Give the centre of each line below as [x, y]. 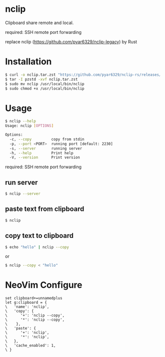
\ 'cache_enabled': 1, [30, 346]
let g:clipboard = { [26, 303]
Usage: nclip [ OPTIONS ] [29, 126]
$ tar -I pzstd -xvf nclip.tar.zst [41, 79]
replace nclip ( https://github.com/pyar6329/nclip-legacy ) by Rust [71, 42]
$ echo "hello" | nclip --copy [37, 247]
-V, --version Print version [45, 158]
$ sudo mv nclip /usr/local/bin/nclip [45, 84]
